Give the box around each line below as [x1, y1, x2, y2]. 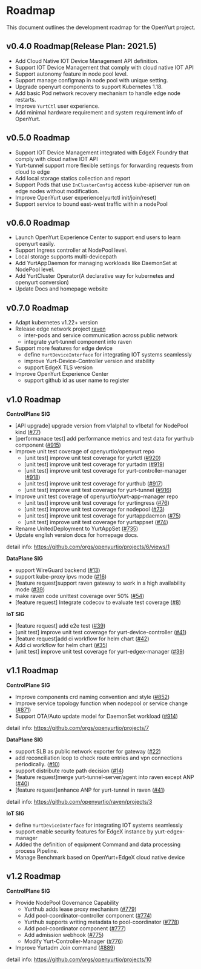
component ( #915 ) [15, 441, 62, 448]
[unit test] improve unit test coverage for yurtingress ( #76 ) [24, 499, 170, 506]
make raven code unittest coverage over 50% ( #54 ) [15, 593, 145, 599]
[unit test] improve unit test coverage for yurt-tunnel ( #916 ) [24, 487, 172, 493]
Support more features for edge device [15, 344, 113, 352]
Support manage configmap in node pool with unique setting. [15, 76, 168, 84]
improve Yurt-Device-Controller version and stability [24, 358, 155, 365]
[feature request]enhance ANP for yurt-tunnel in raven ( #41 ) [15, 786, 165, 793]
